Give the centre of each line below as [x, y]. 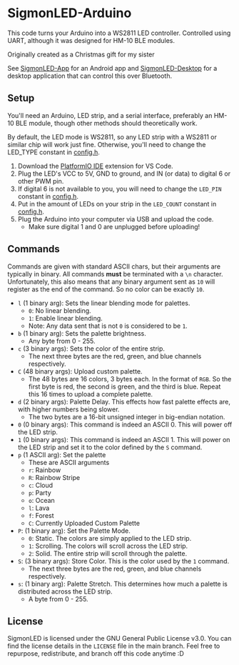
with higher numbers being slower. [68, 409]
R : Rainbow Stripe [54, 477]
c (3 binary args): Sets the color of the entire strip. [91, 349]
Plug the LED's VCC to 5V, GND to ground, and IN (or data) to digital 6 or [124, 174]
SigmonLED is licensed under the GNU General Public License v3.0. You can [119, 639]
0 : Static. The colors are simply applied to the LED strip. [110, 538]
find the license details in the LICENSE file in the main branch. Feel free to [114, 646]
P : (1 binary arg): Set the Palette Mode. [74, 531]
